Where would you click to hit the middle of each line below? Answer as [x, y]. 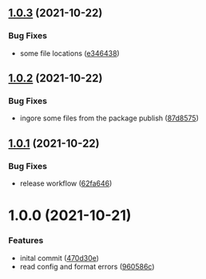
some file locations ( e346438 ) [69, 53]
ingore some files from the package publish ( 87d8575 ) [109, 118]
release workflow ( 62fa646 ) [66, 183]
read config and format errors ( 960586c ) [87, 266]
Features [26, 241]
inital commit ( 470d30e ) [59, 257]
